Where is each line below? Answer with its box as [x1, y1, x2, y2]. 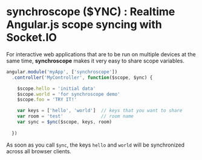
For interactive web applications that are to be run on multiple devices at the [6, 50, 196, 58]
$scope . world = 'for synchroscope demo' [17, 91, 120, 97]
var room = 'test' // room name [17, 113, 134, 119]
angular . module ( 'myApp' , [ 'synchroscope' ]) [6, 68, 118, 75]
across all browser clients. [6, 147, 71, 155]
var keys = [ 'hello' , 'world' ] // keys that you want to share [17, 108, 183, 114]
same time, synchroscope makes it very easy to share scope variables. [6, 57, 184, 64]
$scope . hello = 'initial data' [17, 85, 96, 92]
